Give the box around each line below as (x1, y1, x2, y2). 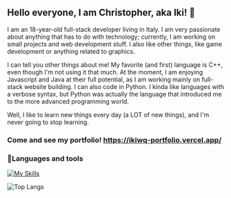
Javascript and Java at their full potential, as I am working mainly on (7, 75, 201, 83)
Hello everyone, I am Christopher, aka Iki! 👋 (7, 7, 196, 19)
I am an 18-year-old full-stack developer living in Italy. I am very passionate (7, 25, 221, 33)
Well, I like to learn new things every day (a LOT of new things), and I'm (7, 110, 210, 119)
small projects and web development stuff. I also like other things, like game (7, 39, 223, 48)
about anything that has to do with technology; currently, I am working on (7, 32, 216, 41)
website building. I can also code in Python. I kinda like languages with (23, 82, 224, 90)
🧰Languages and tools (7, 153, 84, 163)
